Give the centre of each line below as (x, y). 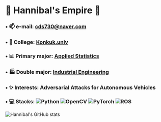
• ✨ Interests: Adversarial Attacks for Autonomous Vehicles (81, 87)
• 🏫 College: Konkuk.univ (37, 42)
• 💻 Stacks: (20, 101)
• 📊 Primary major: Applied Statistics (52, 56)
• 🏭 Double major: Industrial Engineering (57, 72)
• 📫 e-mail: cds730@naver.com (46, 26)
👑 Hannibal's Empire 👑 (53, 10)
